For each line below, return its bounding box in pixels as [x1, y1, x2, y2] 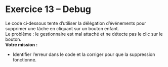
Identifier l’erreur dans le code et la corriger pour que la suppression [12, 51, 155, 57]
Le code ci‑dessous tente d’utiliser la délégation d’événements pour [5, 20, 146, 26]
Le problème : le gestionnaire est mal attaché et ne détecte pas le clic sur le [5, 31, 163, 37]
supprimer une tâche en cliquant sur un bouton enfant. [5, 25, 119, 31]
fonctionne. [12, 56, 37, 62]
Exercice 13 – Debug [5, 4, 92, 15]
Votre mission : [5, 41, 38, 47]
